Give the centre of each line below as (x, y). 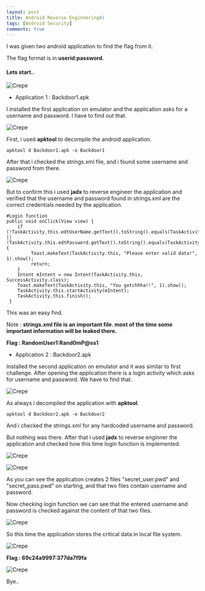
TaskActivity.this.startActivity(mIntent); (74, 291)
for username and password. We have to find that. (69, 379)
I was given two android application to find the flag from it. (80, 46)
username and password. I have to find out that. (67, 116)
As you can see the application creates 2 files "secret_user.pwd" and (93, 479)
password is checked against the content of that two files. (79, 510)
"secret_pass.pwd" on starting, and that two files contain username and (97, 486)
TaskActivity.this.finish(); (54, 296)
